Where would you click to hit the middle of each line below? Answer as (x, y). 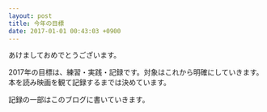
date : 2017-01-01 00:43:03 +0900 (65, 31)
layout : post (30, 16)
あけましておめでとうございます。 (65, 55)
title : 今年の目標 (36, 24)
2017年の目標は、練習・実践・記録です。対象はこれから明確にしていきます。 (136, 72)
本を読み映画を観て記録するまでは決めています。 (90, 83)
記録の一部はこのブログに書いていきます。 (79, 100)
